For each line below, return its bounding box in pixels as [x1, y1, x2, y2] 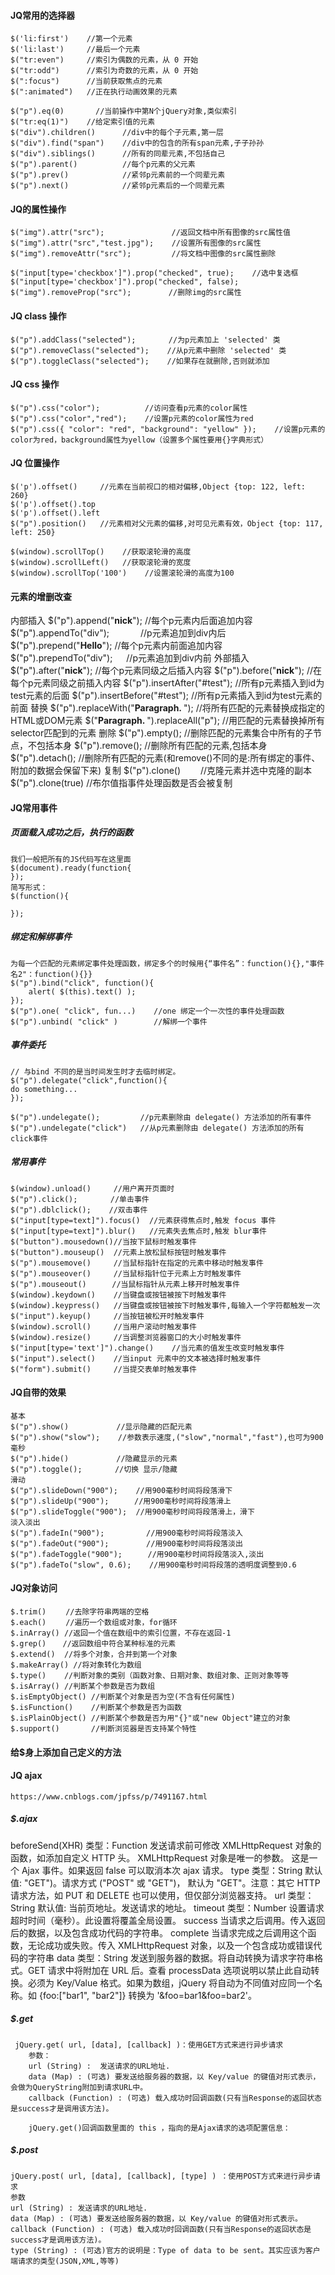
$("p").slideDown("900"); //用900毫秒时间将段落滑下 [10, 1485, 233, 1495]
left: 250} [10, 528, 56, 538]
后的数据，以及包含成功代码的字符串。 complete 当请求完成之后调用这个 [10, 1926, 308, 1939]
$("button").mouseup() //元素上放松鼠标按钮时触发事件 [10, 1247, 227, 1257]
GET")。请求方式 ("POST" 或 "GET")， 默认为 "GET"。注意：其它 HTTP [28, 1876, 321, 1889]
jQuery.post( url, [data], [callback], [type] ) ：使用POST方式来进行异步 [10, 2171, 314, 2181]
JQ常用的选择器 [10, 9, 76, 21]
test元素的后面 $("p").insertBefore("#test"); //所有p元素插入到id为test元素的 [10, 690, 323, 702]
